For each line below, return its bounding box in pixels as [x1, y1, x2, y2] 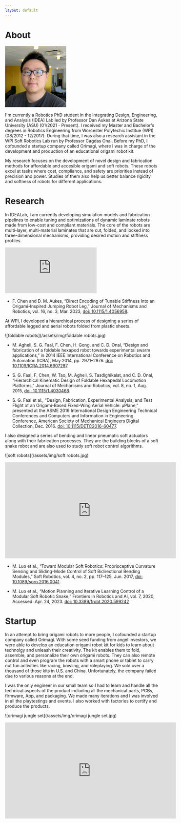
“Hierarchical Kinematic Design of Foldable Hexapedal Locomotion [12, 377, 146, 383]
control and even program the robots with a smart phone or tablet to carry [5, 658, 154, 663]
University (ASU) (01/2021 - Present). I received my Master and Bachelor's [5, 122, 155, 128]
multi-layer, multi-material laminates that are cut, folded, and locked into [5, 227, 150, 233]
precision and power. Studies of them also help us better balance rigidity [5, 173, 151, 179]
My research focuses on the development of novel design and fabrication [5, 158, 153, 164]
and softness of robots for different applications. [5, 178, 102, 184]
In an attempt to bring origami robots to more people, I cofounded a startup [5, 632, 156, 638]
